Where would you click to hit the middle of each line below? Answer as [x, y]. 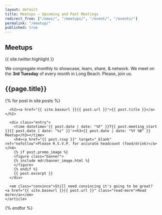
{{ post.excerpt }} [33, 173]
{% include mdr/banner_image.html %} [52, 161]
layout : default [21, 9]
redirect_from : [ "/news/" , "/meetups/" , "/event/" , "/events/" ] [71, 18]
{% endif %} [26, 169]
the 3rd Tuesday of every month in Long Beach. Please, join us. [69, 73]
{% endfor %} [19, 208]
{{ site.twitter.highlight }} [30, 59]
